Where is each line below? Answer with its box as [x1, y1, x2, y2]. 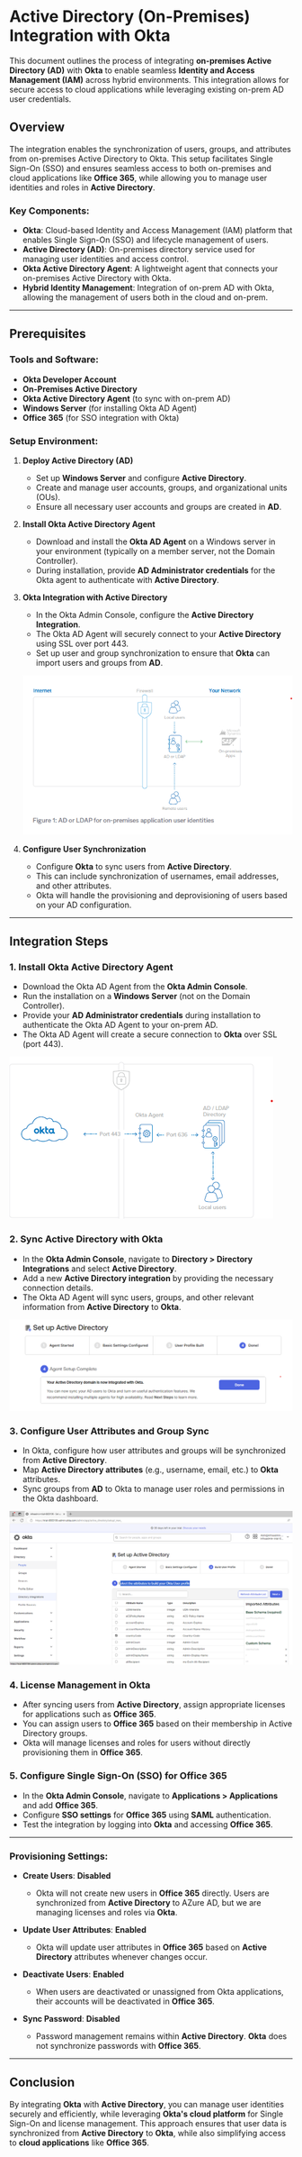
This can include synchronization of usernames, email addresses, [35, 870, 280, 881]
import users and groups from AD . [35, 658, 164, 669]
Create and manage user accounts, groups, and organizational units [35, 482, 288, 493]
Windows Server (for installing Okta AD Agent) [22, 403, 198, 414]
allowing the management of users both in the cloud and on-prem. [22, 292, 269, 303]
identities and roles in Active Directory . [9, 182, 155, 193]
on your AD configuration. [35, 899, 132, 910]
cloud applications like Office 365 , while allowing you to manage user [9, 172, 268, 183]
